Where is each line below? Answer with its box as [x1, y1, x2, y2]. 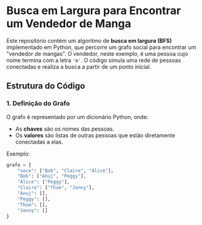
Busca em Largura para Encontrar [6, 4, 181, 18]
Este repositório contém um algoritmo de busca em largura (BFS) [6, 37, 172, 44]
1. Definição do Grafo [6, 99, 70, 108]
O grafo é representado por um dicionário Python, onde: [6, 113, 149, 120]
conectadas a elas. [15, 138, 63, 145]
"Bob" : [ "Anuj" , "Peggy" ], [17, 173, 87, 180]
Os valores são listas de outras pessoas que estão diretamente [15, 131, 176, 139]
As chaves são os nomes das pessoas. [15, 125, 115, 132]
